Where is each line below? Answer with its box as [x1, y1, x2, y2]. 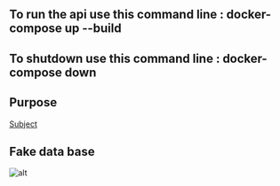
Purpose [9, 95, 58, 110]
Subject [9, 119, 37, 129]
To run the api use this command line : [9, 7, 224, 22]
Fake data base [9, 143, 95, 159]
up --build [64, 21, 122, 36]
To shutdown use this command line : [9, 50, 220, 66]
